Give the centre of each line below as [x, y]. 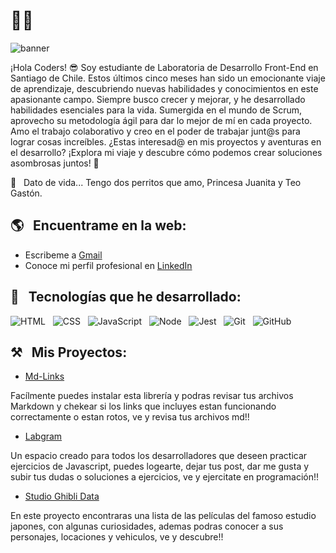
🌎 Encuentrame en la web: [98, 225]
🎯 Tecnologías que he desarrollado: [126, 297]
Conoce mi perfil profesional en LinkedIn [108, 265]
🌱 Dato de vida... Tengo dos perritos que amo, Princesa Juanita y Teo [156, 182]
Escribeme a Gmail [63, 255]
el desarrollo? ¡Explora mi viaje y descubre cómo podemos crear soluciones [166, 152]
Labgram [43, 436]
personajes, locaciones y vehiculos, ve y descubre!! [117, 537]
